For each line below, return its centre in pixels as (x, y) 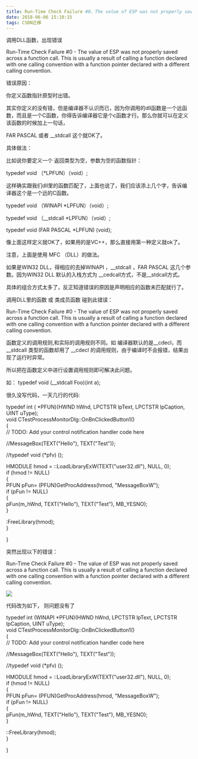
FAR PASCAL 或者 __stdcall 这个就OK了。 (56, 135)
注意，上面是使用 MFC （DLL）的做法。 (54, 255)
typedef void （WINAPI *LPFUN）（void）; (57, 206)
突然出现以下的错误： (32, 552)
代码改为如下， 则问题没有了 (40, 606)
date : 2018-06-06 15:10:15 (39, 17)
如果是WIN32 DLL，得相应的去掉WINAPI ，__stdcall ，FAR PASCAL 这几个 (96, 267)
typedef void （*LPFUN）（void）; (47, 173)
